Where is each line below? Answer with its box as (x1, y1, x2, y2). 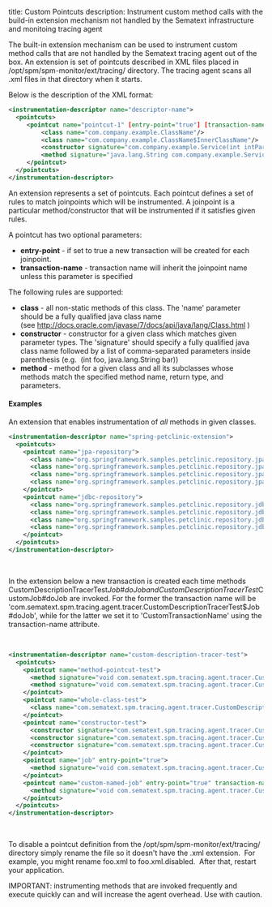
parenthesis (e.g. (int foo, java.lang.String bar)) (19, 355, 179, 364)
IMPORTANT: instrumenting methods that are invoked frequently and (8, 881, 237, 891)
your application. (8, 866, 65, 875)
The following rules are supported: (8, 287, 124, 297)
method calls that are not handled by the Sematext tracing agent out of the (8, 49, 257, 58)
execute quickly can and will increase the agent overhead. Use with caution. (8, 890, 263, 900)
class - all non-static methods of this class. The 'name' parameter (19, 303, 241, 312)
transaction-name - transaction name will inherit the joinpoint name (19, 263, 248, 273)
